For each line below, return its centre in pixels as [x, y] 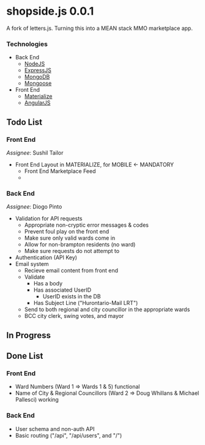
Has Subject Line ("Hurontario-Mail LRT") [86, 303]
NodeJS [35, 64]
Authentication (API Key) [46, 257]
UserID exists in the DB [72, 296]
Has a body [48, 284]
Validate [35, 277]
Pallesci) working [37, 400]
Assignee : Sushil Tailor [35, 153]
